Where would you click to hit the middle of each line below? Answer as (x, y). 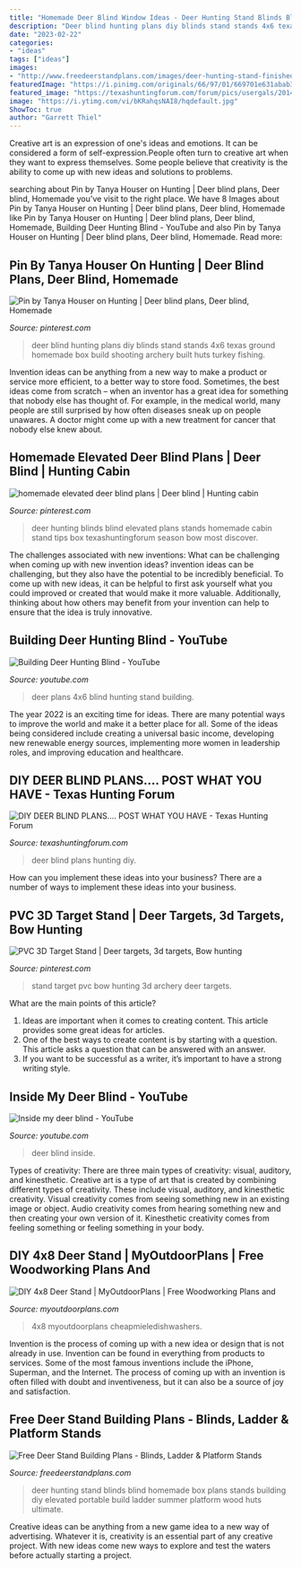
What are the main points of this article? (83, 1004)
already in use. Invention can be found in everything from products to (137, 1353)
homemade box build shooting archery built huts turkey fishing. (148, 355)
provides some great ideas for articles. (94, 1030)
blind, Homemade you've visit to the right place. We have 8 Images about (144, 199)
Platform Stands (55, 1434)
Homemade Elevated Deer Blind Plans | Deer (135, 457)
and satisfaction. (40, 1391)
